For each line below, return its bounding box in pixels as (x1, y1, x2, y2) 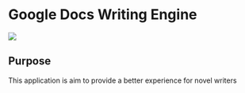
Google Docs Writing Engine (8, 6, 197, 24)
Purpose (8, 54, 52, 68)
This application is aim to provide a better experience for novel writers (8, 76, 237, 85)
